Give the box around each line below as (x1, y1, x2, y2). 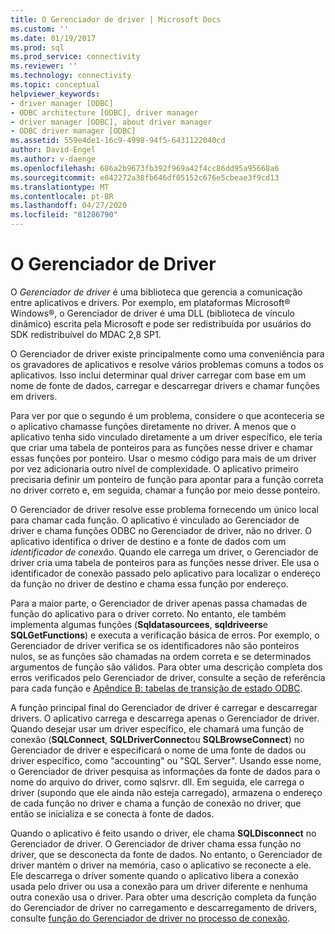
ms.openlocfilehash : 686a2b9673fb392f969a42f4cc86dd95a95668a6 (10, 163, 280, 173)
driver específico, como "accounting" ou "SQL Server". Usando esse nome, (10, 754, 322, 766)
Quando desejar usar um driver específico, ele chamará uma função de (10, 722, 305, 735)
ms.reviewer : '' (10, 61, 78, 71)
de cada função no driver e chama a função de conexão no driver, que (10, 797, 302, 809)
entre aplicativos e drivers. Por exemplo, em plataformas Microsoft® (10, 296, 291, 308)
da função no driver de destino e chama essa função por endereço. (10, 577, 289, 590)
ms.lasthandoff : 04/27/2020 (10, 201, 128, 211)
